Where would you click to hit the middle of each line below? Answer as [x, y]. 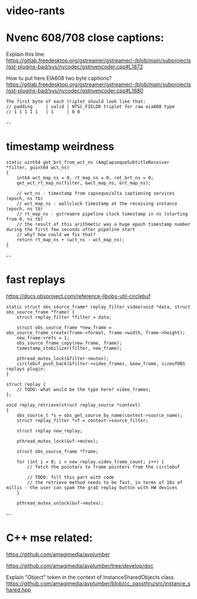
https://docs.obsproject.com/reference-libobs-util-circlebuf [79, 296]
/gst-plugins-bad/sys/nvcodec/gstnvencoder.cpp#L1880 [75, 91]
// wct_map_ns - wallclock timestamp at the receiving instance [97, 204]
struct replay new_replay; [50, 431]
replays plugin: [26, 369]
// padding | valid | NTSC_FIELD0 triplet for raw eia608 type [91, 107]
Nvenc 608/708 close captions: [85, 38]
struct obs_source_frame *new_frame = [64, 328]
